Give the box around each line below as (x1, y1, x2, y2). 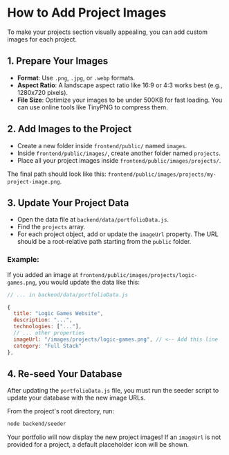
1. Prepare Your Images (7, 55, 109, 67)
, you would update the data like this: (35, 278, 140, 286)
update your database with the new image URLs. (7, 393, 146, 402)
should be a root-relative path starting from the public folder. (17, 238, 192, 246)
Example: (7, 255, 39, 265)
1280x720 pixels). (17, 88, 68, 96)
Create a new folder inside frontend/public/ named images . (17, 141, 187, 150)
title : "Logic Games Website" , (13, 310, 104, 317)
